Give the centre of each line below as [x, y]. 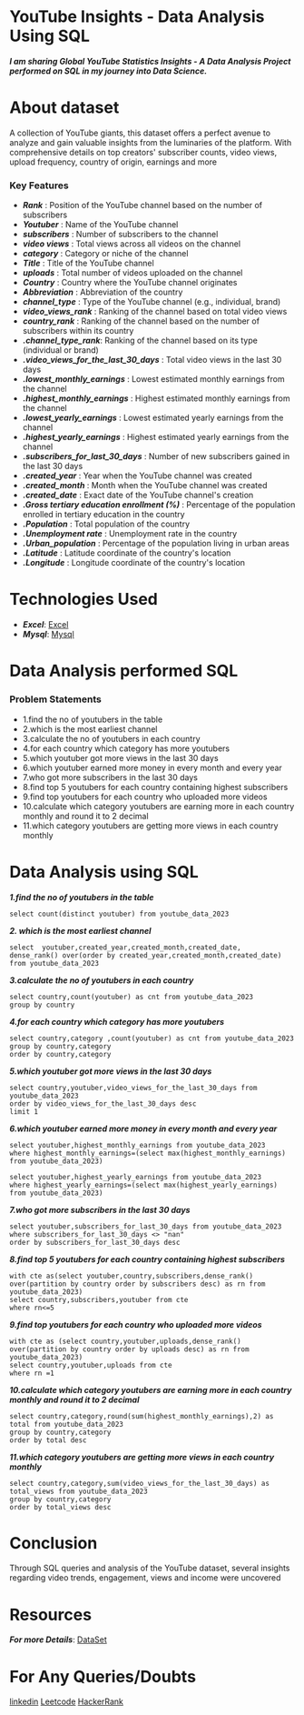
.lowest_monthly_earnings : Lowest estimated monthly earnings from [153, 379]
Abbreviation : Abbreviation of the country [103, 292]
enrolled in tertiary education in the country [103, 515]
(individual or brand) [61, 350]
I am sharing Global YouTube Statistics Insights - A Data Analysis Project [150, 61]
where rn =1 [32, 1373]
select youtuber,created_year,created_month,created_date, [126, 948]
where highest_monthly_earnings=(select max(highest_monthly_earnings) [147, 1153]
